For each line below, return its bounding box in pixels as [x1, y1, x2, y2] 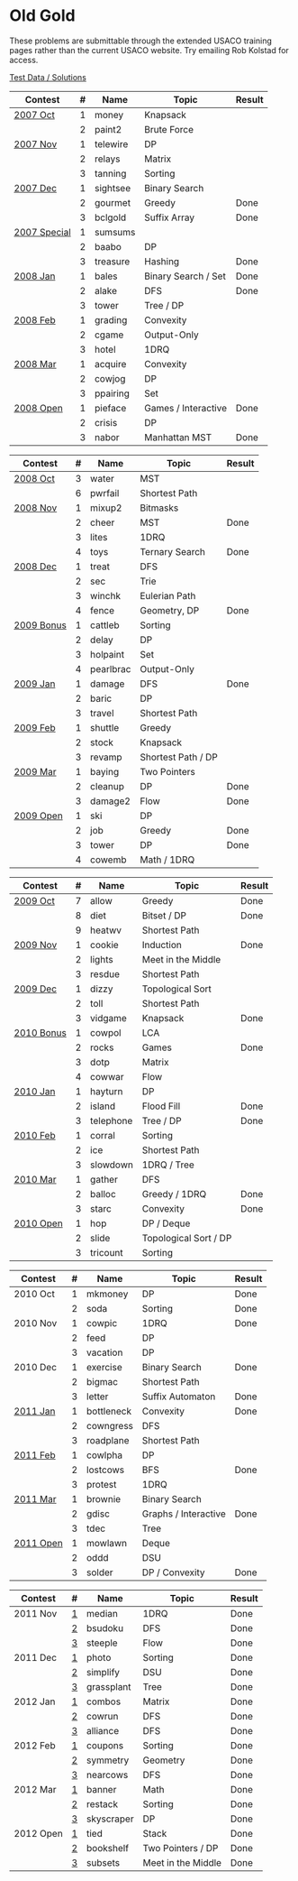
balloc [89, 1187, 117, 1200]
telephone [89, 1114, 133, 1127]
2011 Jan [14, 1405, 56, 1417]
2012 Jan [14, 1695, 56, 1708]
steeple [86, 1637, 119, 1649]
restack [86, 1797, 119, 1810]
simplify [86, 1665, 120, 1678]
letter [86, 1390, 109, 1403]
